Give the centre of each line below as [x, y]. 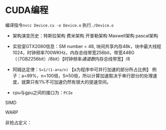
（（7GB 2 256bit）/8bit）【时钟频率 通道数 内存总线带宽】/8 [71, 58]
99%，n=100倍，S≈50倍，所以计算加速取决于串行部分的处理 [90, 75]
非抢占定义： [18, 122]
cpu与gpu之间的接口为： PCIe [42, 92]
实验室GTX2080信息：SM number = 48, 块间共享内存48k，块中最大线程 [87, 46]
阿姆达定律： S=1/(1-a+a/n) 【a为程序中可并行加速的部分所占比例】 [82, 69]
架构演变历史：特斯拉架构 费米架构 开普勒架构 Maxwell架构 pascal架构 [85, 35]
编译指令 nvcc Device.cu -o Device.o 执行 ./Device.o [59, 25]
